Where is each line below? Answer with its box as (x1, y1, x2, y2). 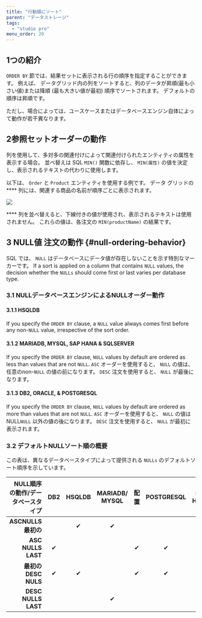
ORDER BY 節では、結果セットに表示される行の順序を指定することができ (6, 72, 182, 79)
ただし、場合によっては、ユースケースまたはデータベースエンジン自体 (6, 107, 179, 114)
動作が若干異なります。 (11, 115, 69, 122)
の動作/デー (9, 489, 42, 497)
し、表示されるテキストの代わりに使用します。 (6, 166, 122, 173)
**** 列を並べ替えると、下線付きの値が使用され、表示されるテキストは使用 (6, 210, 192, 218)
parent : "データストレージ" (6, 14, 69, 20)
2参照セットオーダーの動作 (6, 134, 106, 144)
